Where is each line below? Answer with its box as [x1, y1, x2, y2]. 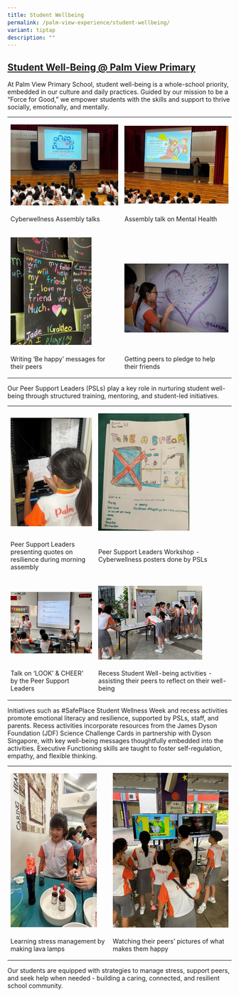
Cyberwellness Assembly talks [10, 214, 100, 223]
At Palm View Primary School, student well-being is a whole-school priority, [7, 80, 229, 89]
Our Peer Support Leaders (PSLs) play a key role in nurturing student [7, 384, 210, 393]
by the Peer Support [10, 676, 70, 686]
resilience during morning [10, 555, 86, 564]
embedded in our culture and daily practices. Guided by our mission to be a [7, 87, 229, 96]
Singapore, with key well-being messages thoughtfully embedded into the [7, 736, 224, 745]
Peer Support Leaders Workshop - [98, 548, 201, 556]
